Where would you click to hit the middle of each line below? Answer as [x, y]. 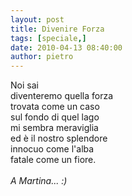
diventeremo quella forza [62, 96]
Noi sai [24, 85]
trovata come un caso [55, 107]
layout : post [37, 19]
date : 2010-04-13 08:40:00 [66, 47]
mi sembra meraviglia [54, 128]
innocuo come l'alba [52, 149]
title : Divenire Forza [57, 29]
